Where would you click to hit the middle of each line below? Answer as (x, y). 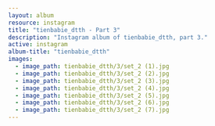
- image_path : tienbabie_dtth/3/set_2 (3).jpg (92, 81)
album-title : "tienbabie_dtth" (59, 52)
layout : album (31, 15)
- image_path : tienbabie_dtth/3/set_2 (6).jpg (92, 103)
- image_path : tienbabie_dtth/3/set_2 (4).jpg (92, 88)
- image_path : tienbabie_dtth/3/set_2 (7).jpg (92, 110)
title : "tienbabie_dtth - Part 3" (64, 30)
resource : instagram (42, 23)
